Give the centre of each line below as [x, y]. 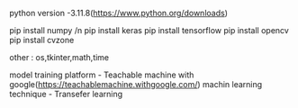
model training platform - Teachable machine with [102, 75]
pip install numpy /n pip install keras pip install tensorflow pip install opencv [149, 30]
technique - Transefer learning [66, 94]
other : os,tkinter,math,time [59, 57]
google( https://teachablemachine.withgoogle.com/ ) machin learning [136, 84]
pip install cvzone [42, 40]
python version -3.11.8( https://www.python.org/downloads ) [118, 13]
